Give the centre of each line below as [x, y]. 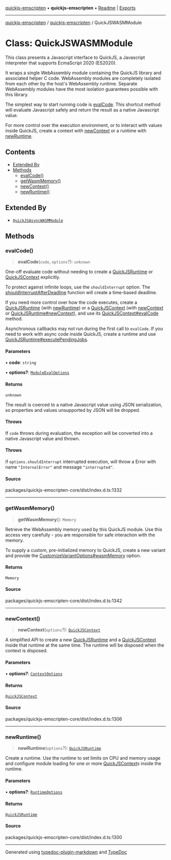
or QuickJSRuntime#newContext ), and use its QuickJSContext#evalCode [82, 313]
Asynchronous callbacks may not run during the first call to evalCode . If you [84, 329]
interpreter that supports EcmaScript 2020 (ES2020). [61, 63]
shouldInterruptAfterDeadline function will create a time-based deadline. [81, 293]
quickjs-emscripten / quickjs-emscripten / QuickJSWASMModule [74, 23]
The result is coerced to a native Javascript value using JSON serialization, [84, 405]
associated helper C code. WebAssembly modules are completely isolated [83, 78]
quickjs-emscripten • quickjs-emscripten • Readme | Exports [70, 8]
